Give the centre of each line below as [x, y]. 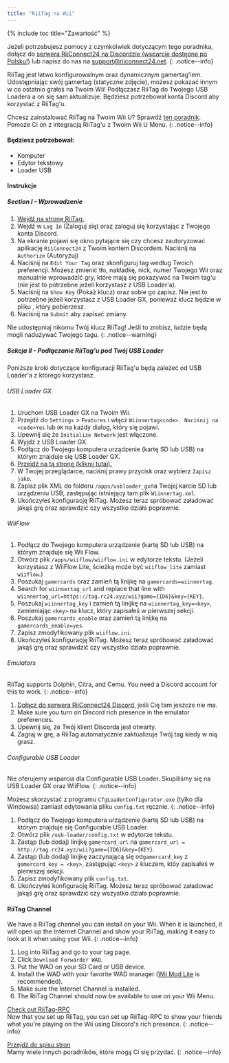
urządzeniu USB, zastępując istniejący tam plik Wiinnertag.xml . [107, 493]
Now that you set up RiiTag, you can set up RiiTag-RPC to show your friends [115, 1017]
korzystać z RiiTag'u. [37, 103]
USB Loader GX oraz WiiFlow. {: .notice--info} [72, 786]
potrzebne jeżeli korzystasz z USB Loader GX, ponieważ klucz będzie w [119, 300]
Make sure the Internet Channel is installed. [78, 989]
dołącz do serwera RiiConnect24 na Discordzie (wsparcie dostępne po [107, 54]
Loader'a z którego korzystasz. [51, 375]
